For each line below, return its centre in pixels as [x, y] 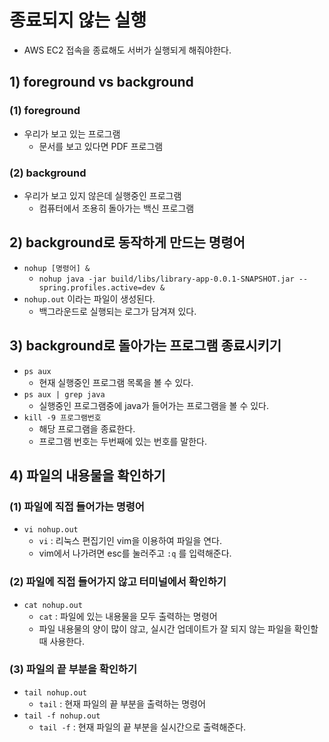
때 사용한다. [61, 641]
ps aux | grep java [64, 394]
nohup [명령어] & [57, 268]
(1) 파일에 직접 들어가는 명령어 [77, 506]
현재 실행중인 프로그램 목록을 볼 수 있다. [116, 382]
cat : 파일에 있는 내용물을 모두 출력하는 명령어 [128, 616]
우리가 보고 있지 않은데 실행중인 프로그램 [102, 195]
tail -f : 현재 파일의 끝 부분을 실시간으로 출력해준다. [142, 727]
